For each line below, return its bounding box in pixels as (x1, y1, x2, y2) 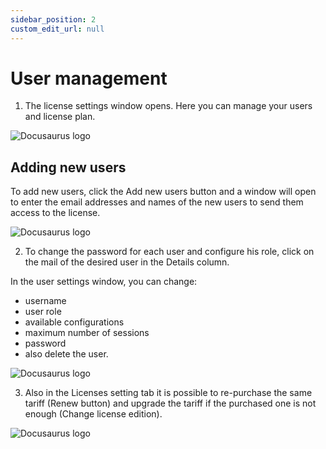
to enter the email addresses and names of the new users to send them (10, 196, 304, 208)
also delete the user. (24, 348, 109, 360)
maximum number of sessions (24, 327, 150, 339)
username (24, 295, 67, 307)
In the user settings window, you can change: (10, 276, 198, 288)
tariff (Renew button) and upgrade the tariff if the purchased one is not (24, 397, 317, 410)
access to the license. (10, 207, 101, 219)
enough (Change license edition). (24, 408, 163, 420)
